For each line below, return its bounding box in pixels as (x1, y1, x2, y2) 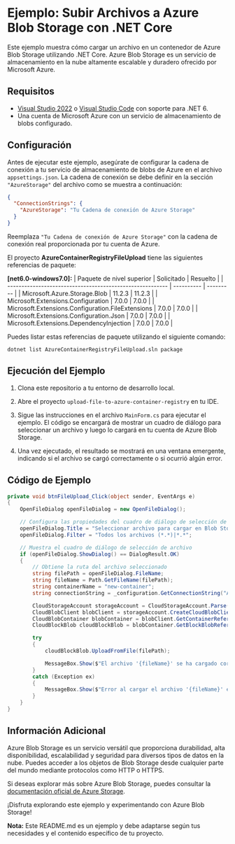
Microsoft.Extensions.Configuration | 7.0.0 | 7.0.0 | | (7, 296, 155, 305)
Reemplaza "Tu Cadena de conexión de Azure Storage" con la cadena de (7, 232, 218, 241)
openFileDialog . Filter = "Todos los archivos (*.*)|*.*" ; (20, 531, 192, 538)
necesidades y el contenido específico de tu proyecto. (7, 829, 164, 837)
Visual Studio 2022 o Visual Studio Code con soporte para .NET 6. (17, 104, 208, 113)
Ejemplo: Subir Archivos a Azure (7, 5, 199, 21)
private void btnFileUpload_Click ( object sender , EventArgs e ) (7, 493, 196, 500)
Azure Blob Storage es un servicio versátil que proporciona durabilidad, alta (7, 743, 225, 752)
